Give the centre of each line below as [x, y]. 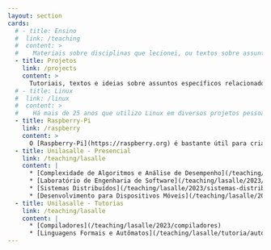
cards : [19, 23]
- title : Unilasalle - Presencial [73, 151]
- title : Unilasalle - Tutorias [70, 203]
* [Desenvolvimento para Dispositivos [94, 196]
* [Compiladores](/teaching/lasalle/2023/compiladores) [125, 226]
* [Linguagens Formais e [71, 233]
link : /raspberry [51, 128]
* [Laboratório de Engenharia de [85, 181]
